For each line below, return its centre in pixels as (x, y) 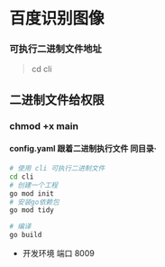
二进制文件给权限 (57, 100)
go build (26, 235)
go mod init (32, 193)
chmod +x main (44, 125)
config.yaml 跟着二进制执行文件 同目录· (83, 149)
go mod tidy (32, 210)
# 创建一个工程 (34, 185)
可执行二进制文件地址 (55, 49)
